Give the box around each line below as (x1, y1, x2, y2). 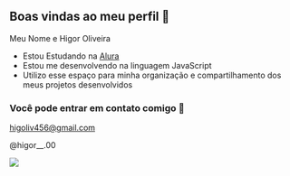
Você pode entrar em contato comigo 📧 (9, 101, 185, 114)
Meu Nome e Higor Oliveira (9, 32, 111, 43)
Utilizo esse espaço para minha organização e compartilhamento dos (22, 69, 282, 80)
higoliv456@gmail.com (9, 123, 96, 134)
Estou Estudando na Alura (22, 51, 120, 61)
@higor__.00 (9, 140, 56, 151)
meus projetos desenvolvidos (22, 79, 133, 90)
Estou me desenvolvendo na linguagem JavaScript (22, 60, 212, 70)
